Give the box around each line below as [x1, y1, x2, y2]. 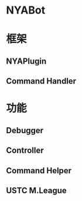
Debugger [6, 125, 44, 136]
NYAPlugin [6, 56, 47, 66]
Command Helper [6, 166, 72, 176]
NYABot [6, 4, 46, 17]
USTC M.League [6, 185, 67, 195]
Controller [6, 146, 44, 156]
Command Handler [6, 76, 77, 86]
